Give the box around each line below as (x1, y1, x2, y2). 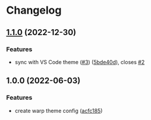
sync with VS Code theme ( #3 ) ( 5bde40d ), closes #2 (14, 58, 145, 65)
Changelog (6, 4, 62, 17)
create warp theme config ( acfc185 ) (14, 107, 103, 114)
